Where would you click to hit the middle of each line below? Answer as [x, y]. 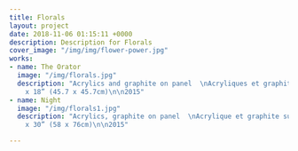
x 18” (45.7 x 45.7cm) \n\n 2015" [85, 91]
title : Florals [37, 17]
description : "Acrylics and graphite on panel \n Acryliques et [138, 83]
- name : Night [35, 100]
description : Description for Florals [81, 42]
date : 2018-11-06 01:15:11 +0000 [71, 34]
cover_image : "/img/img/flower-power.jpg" [89, 51]
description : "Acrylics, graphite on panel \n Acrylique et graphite [148, 116]
